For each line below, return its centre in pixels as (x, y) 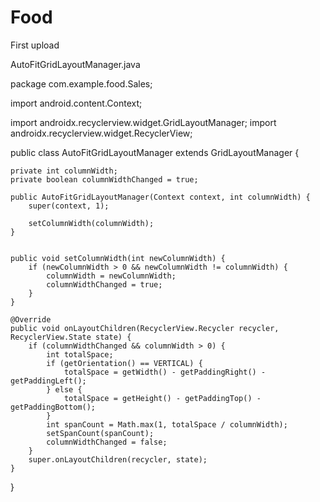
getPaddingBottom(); (53, 407)
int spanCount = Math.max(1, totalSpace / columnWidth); (167, 424)
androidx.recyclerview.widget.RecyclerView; (101, 133)
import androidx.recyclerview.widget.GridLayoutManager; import (143, 122)
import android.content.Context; (76, 103)
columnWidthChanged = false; (107, 442)
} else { (64, 389)
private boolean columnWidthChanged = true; (104, 179)
